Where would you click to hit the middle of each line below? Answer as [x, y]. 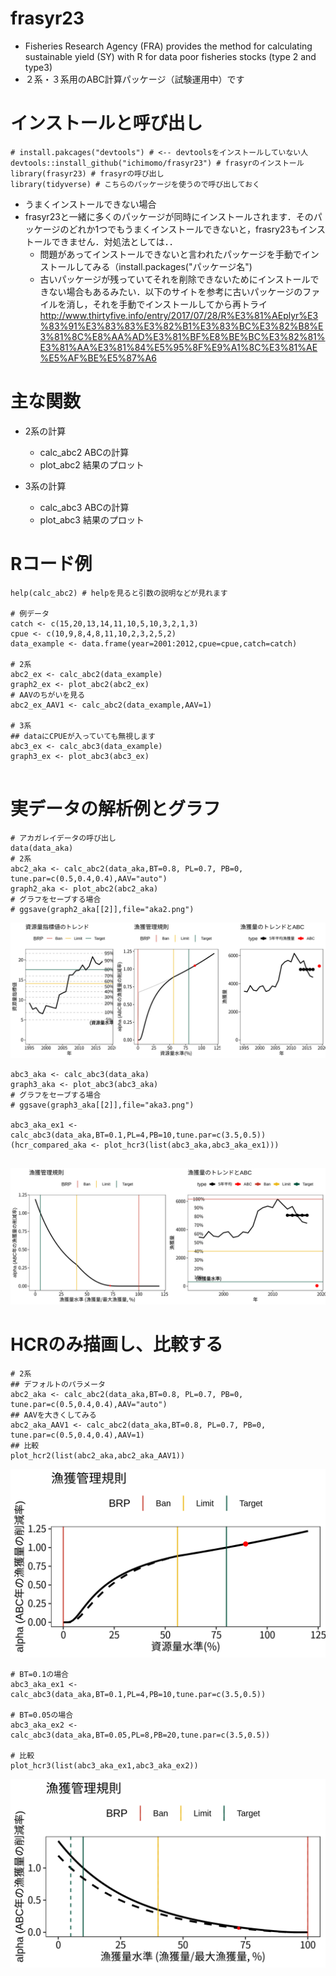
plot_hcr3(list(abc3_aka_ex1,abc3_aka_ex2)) [104, 1765]
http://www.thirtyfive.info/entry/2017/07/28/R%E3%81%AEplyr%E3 [179, 315]
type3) [38, 67]
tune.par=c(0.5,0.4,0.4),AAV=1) [77, 1435]
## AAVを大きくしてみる [53, 1415]
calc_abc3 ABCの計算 [84, 507]
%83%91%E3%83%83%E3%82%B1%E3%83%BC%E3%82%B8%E [181, 326]
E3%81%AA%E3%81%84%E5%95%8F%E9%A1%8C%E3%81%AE [178, 347]
